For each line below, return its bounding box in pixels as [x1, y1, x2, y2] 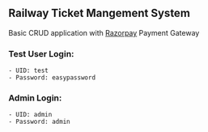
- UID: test [8, 66, 49, 75]
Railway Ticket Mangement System [8, 6, 190, 20]
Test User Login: [8, 48, 74, 59]
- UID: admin [8, 111, 53, 119]
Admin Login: [8, 92, 62, 104]
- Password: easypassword [8, 74, 96, 82]
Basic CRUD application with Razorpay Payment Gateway [8, 28, 200, 37]
